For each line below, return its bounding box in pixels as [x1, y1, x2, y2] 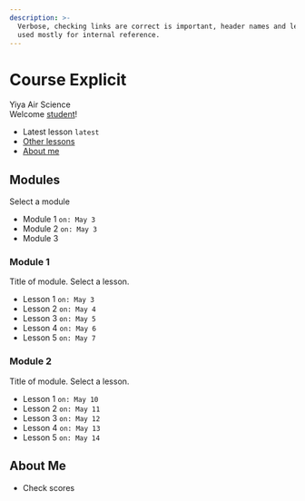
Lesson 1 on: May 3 [22, 294, 95, 305]
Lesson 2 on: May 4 [22, 303, 97, 314]
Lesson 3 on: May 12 [22, 412, 101, 423]
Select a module [9, 196, 71, 207]
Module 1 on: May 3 [22, 214, 96, 225]
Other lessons [22, 136, 75, 147]
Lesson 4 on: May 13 [22, 422, 101, 433]
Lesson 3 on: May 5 [22, 313, 97, 324]
